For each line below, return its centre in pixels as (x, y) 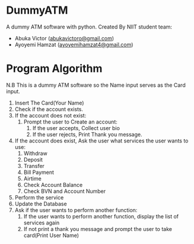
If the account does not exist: (50, 115)
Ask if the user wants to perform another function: (76, 210)
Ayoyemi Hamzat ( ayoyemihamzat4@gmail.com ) (74, 45)
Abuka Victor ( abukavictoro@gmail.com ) (64, 38)
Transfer (34, 166)
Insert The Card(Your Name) (49, 103)
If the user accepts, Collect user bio (76, 128)
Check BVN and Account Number (65, 191)
